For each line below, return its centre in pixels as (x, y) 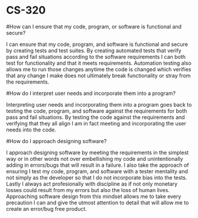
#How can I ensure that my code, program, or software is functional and (94, 27)
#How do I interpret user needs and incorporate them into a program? (91, 93)
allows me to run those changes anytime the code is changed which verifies (99, 69)
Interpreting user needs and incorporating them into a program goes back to (99, 104)
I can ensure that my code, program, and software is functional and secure (97, 44)
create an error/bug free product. (47, 209)
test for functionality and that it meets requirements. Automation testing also (99, 63)
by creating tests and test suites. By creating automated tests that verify (94, 50)
